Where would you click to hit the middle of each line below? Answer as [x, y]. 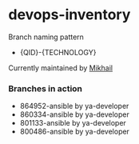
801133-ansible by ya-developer [73, 123]
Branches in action [45, 88]
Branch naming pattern [46, 37]
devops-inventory [69, 15]
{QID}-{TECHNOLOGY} [58, 52]
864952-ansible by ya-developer [74, 106]
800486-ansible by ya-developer [75, 132]
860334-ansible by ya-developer [74, 114]
